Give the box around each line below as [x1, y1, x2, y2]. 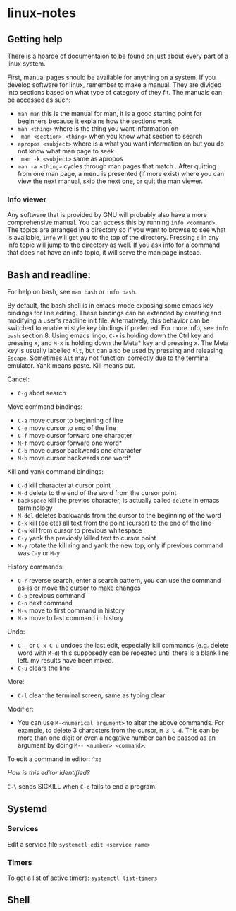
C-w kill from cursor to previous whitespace [17, 526, 142, 535]
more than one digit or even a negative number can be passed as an [17, 733, 216, 742]
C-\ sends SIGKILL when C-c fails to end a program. [7, 782, 157, 791]
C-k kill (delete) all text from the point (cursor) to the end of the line [17, 518, 211, 528]
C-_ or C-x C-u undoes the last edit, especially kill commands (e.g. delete [17, 642, 229, 650]
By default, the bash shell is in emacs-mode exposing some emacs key [7, 301, 213, 310]
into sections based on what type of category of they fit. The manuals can [7, 88, 223, 96]
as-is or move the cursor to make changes [17, 584, 141, 592]
